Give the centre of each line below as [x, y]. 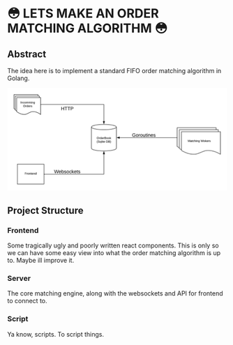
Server [19, 278]
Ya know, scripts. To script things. [56, 334]
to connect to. [27, 301]
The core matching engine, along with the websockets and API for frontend [115, 293]
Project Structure [45, 210]
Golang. [18, 78]
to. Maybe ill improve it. [41, 260]
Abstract [27, 54]
